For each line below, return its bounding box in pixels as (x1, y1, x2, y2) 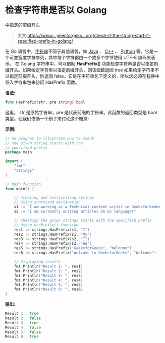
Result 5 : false (5, 330, 41, 335)
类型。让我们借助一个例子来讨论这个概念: (5, 115, 89, 122)
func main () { (5, 186, 35, 191)
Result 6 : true (5, 334, 39, 339)
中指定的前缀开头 (5, 22, 40, 28)
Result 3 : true (5, 320, 39, 325)
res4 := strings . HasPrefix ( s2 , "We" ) (14, 241, 92, 246)
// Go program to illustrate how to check (5, 136, 94, 141)
